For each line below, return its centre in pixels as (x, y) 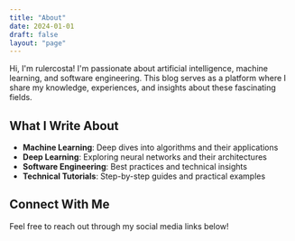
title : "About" (38, 18)
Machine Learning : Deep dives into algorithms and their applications (150, 148)
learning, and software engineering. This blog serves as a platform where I (148, 79)
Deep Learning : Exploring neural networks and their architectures (145, 157)
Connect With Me (60, 204)
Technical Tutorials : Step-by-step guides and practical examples (144, 176)
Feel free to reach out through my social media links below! (119, 226)
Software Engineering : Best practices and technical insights (135, 167)
